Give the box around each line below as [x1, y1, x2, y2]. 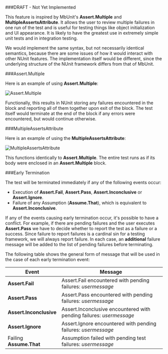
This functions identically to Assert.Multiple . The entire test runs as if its [5, 155, 155, 160]
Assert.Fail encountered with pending [61, 277, 149, 284]
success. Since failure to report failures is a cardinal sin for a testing [5, 231, 145, 237]
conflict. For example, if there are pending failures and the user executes [5, 220, 155, 226]
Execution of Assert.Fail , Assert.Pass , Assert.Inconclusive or [12, 189, 142, 195]
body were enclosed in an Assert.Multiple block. [5, 160, 106, 166]
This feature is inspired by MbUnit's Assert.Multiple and [5, 14, 122, 20]
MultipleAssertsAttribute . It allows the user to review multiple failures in [5, 20, 155, 25]
